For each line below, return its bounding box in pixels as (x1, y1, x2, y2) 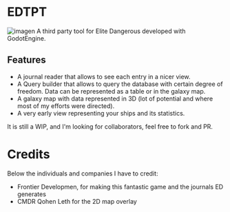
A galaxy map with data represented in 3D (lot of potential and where (17, 94, 213, 103)
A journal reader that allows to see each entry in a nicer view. (17, 72, 191, 81)
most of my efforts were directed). (17, 101, 115, 110)
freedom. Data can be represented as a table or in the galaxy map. (17, 87, 206, 95)
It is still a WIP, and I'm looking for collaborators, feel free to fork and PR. (7, 122, 213, 131)
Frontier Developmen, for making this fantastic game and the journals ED (17, 182, 224, 191)
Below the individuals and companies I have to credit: (7, 169, 158, 178)
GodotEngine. (7, 34, 46, 42)
